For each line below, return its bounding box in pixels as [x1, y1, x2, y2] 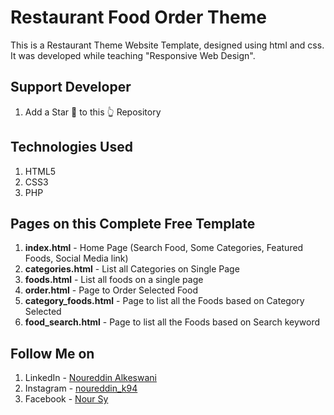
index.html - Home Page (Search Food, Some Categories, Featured [24, 242, 304, 254]
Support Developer [10, 79, 132, 96]
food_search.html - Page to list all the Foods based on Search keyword [24, 316, 321, 328]
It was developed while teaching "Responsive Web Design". [10, 49, 256, 61]
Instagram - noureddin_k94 [24, 382, 138, 395]
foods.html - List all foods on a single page [24, 274, 204, 286]
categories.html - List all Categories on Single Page [24, 263, 240, 275]
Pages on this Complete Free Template [10, 215, 256, 232]
